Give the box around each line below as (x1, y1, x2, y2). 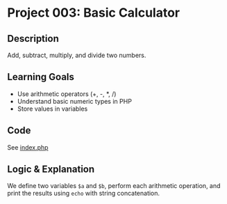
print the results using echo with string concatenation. (7, 189, 160, 198)
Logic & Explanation (7, 164, 95, 175)
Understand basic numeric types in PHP (17, 97, 132, 105)
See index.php (7, 143, 49, 151)
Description (7, 33, 59, 45)
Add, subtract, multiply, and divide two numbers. (7, 51, 146, 59)
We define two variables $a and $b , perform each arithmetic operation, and (7, 182, 221, 190)
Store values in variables (17, 104, 88, 113)
